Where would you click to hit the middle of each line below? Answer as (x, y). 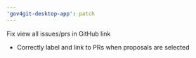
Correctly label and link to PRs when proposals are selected (103, 47)
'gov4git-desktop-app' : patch (51, 14)
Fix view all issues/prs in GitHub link (59, 34)
